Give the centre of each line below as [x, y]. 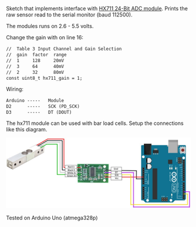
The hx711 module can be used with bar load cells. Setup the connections [95, 123]
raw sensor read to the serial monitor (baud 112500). [70, 15]
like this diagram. [27, 129]
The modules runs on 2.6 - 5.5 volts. [50, 26]
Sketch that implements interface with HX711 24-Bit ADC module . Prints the [97, 9]
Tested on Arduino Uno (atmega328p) [52, 218]
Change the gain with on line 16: [45, 37]
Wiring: [15, 89]
